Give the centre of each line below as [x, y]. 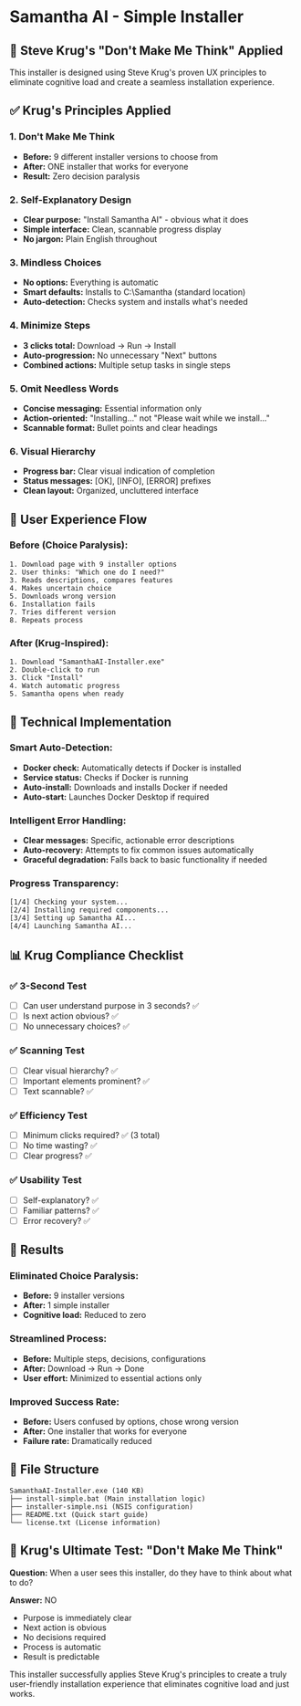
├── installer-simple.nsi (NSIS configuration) [102, 1507]
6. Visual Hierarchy [52, 451]
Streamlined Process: [58, 1339]
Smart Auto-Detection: [61, 748]
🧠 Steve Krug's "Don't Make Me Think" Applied [146, 51]
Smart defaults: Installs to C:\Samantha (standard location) [134, 292]
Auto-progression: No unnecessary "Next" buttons [119, 355]
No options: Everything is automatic [91, 283]
